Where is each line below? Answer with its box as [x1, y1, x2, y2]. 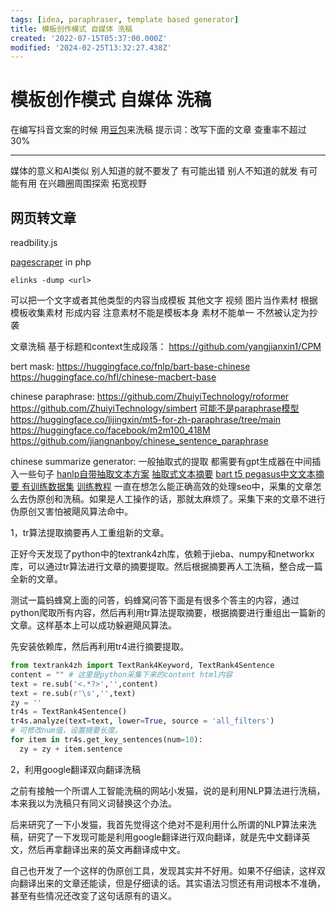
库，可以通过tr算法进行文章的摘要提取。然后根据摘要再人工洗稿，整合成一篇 [10, 561, 323, 572]
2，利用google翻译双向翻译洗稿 [10, 763, 142, 775]
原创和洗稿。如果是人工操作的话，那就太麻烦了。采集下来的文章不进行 [36, 493, 326, 505]
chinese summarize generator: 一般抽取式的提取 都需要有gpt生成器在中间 [10, 456, 313, 467]
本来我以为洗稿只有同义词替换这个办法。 [10, 797, 177, 809]
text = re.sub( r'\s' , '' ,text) [10, 688, 137, 698]
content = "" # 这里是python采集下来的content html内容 [10, 669, 233, 680]
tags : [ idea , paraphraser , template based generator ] [10, 14, 240, 25]
